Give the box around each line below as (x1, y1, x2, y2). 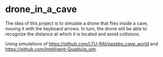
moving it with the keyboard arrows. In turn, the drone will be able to (5, 25, 147, 31)
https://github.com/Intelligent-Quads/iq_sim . (5, 46, 97, 52)
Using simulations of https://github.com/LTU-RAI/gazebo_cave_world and (5, 40, 158, 46)
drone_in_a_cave (5, 4, 77, 15)
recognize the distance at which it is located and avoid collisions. (5, 31, 140, 37)
